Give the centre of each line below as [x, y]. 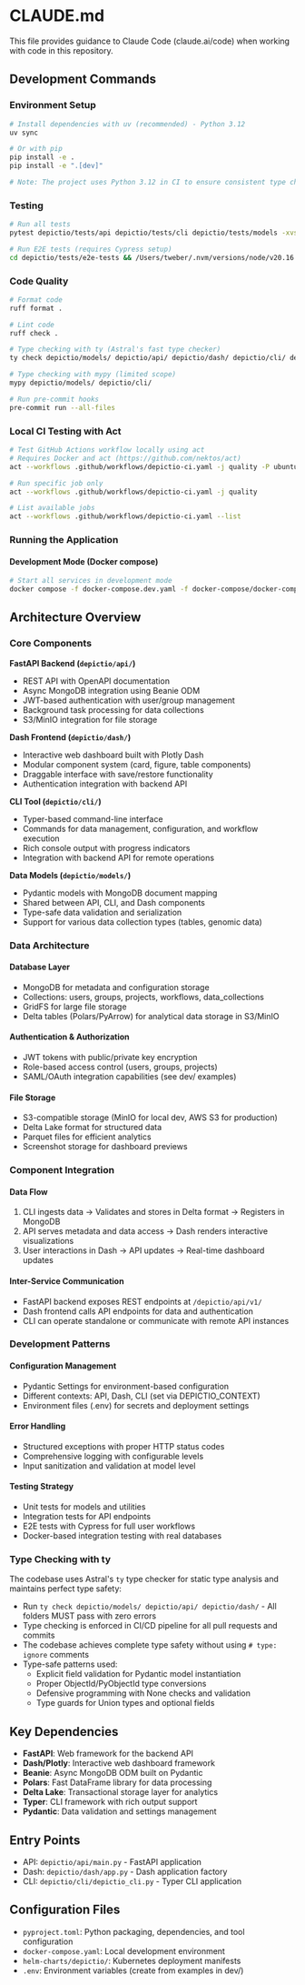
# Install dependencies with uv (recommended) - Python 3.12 [128, 124]
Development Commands [83, 80]
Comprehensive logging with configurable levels [113, 1456]
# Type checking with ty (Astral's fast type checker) [115, 350]
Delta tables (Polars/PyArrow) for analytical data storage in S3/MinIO [151, 1016]
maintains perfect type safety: [66, 1589]
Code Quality [39, 281]
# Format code [36, 300]
